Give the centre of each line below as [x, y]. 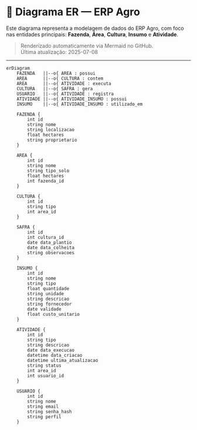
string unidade [46, 294]
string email [43, 407]
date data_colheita [51, 248]
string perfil [44, 417]
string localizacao [51, 129]
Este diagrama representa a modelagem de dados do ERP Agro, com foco [95, 28]
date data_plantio [50, 243]
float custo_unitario [54, 314]
